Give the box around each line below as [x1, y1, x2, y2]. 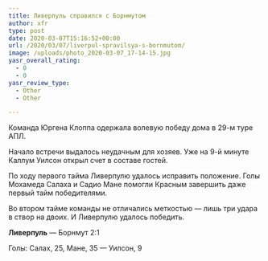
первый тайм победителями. [8, 188, 108, 198]
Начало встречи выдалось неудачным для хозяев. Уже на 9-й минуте [8, 147, 249, 157]
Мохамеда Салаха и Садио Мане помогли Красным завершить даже [8, 180, 246, 190]
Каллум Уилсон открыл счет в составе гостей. [8, 156, 168, 165]
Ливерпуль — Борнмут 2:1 [8, 228, 100, 238]
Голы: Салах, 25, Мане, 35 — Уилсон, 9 [8, 243, 142, 253]
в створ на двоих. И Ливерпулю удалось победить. [8, 212, 185, 222]
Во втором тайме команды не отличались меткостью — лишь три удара [8, 204, 258, 214]
